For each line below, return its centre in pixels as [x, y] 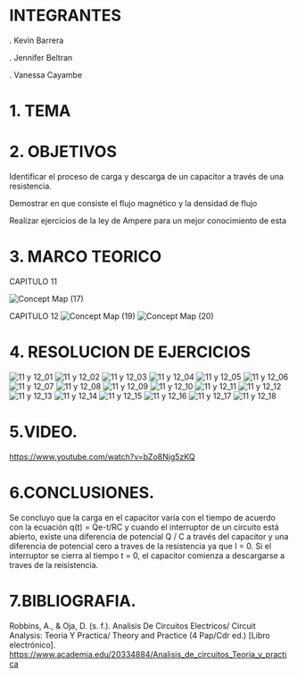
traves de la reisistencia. [54, 564]
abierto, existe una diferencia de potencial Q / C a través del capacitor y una [149, 536]
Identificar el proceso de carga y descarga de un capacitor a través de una [146, 177]
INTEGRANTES [66, 16]
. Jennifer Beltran [41, 57]
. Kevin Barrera [37, 40]
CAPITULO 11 [33, 281]
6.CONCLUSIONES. [82, 493]
